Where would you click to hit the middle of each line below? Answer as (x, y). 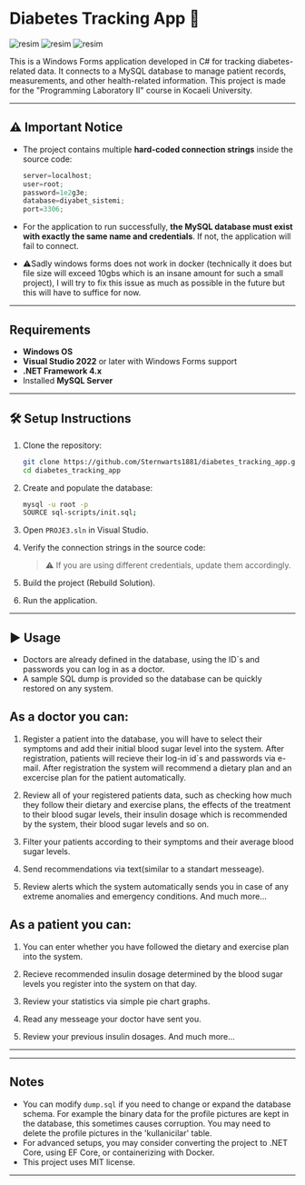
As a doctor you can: (69, 717)
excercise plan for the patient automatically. (104, 777)
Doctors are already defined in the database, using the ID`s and (141, 660)
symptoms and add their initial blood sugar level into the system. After (153, 748)
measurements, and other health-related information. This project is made (148, 80)
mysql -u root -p (55, 504)
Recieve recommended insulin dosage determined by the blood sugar (152, 974)
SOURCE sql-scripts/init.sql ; (80, 513)
